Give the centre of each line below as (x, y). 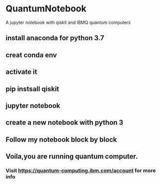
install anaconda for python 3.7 (55, 38)
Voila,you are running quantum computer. (72, 156)
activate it (21, 72)
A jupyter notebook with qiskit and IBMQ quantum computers (68, 22)
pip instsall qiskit (32, 89)
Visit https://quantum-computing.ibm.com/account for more (81, 171)
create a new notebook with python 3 (65, 123)
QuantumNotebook (46, 9)
